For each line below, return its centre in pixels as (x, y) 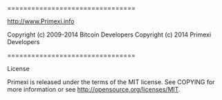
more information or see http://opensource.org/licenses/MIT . (94, 89)
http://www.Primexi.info (41, 21)
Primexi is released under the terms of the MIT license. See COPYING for (111, 82)
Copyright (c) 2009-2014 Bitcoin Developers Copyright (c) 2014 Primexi (109, 34)
